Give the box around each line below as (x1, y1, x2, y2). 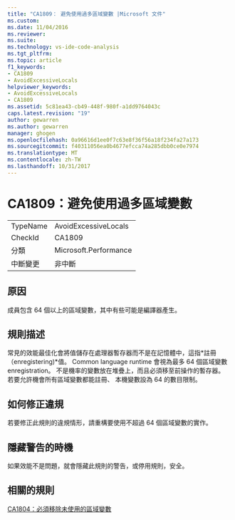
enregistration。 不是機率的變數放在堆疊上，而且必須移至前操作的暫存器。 (7, 366, 225, 375)
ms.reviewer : (7, 30, 46, 38)
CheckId (11, 232, 39, 242)
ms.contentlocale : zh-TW (7, 156, 81, 164)
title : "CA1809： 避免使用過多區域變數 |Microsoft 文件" (7, 10, 166, 18)
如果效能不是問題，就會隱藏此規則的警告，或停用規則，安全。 (7, 461, 189, 470)
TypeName (11, 221, 48, 231)
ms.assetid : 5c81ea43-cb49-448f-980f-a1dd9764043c (7, 103, 161, 110)
